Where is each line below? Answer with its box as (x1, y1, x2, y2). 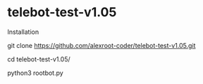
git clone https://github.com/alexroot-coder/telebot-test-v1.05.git (7, 41, 196, 49)
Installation (7, 28, 39, 36)
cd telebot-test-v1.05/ (7, 54, 70, 64)
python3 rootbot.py (7, 68, 63, 77)
